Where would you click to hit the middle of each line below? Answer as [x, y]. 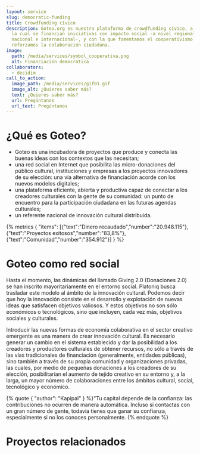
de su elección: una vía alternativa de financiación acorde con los [95, 177]
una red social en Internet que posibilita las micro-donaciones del [95, 165]
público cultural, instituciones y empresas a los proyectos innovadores [101, 171]
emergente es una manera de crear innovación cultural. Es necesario [91, 336]
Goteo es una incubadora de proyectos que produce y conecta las [96, 152]
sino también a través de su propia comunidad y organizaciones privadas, [97, 362]
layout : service [26, 12]
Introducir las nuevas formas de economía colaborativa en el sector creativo [99, 330]
